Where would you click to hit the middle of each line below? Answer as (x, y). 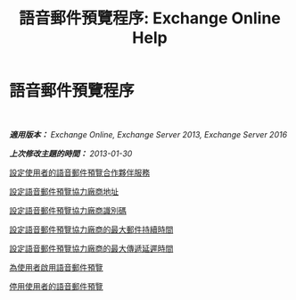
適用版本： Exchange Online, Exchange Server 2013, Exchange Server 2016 (148, 134)
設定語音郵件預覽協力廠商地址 (64, 191)
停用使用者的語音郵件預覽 (56, 286)
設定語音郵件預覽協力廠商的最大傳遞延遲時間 (91, 248)
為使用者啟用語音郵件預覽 (56, 267)
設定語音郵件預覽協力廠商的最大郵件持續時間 (91, 229)
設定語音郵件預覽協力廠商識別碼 (68, 210)
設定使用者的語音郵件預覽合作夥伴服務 (79, 172)
